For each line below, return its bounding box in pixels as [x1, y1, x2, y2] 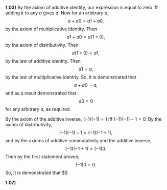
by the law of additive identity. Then [5, 58, 81, 64]
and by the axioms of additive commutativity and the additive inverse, [5, 138, 152, 143]
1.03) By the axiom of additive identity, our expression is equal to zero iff [5, 5, 158, 10]
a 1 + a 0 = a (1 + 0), [66, 34, 106, 40]
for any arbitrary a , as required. [5, 106, 71, 112]
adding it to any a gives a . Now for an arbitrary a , [5, 10, 109, 16]
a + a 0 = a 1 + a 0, [67, 18, 104, 24]
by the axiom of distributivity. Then [5, 42, 79, 48]
